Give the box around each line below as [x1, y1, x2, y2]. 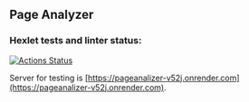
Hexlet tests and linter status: [9, 34, 142, 47]
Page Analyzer [9, 7, 94, 23]
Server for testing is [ [9, 72, 89, 83]
